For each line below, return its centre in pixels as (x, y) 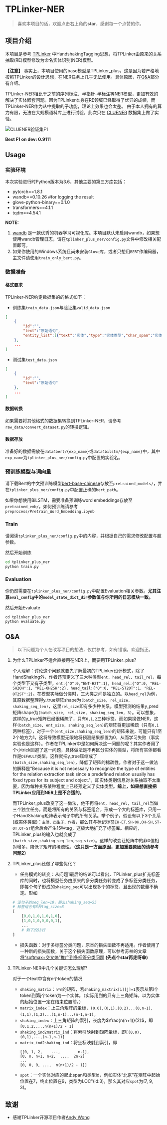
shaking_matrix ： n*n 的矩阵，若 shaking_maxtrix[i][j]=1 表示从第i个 (89, 989)
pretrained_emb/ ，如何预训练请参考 (42, 507)
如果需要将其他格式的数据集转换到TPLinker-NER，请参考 (63, 420)
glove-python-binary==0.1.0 (41, 202)
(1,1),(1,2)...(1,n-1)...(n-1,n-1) (57, 1014)
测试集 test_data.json (35, 360)
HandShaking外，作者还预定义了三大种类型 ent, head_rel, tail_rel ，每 (87, 677)
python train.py (22, 566)
